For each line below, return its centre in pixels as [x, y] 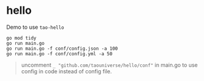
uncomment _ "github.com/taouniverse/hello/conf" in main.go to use [109, 65]
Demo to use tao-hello [35, 27]
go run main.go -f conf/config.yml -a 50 [59, 54]
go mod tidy [21, 38]
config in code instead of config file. [66, 71]
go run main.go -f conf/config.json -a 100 [62, 49]
